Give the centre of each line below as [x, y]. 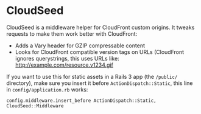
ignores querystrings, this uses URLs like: [67, 58]
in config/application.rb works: [47, 89]
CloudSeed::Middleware [35, 106]
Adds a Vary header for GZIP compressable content [80, 45]
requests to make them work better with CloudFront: [72, 33]
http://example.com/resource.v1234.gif [64, 65]
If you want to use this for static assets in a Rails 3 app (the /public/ [92, 76]
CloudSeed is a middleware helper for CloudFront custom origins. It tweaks [100, 27]
